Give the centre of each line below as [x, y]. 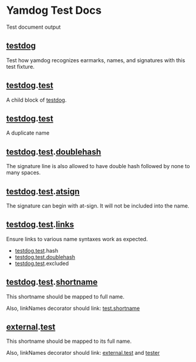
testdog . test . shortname [52, 282]
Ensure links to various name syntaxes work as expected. [77, 239]
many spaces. [23, 173]
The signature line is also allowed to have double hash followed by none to [98, 166]
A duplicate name [28, 133]
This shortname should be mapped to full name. [65, 296]
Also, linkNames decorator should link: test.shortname [73, 308]
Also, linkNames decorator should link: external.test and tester [83, 353]
